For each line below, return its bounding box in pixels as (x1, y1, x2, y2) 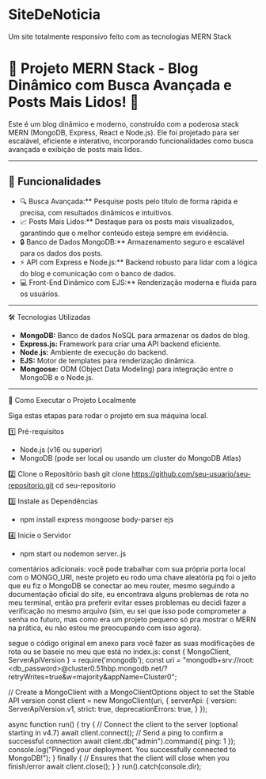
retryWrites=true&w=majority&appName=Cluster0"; (8, 671, 177, 682)
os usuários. (19, 289, 60, 298)
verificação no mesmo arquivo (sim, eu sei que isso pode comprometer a (8, 606, 247, 615)
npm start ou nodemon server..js (19, 549, 127, 558)
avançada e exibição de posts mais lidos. (8, 144, 142, 154)
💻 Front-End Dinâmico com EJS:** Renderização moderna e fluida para (19, 277, 257, 287)
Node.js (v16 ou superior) (19, 445, 103, 454)
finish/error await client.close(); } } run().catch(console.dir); (8, 762, 202, 771)
